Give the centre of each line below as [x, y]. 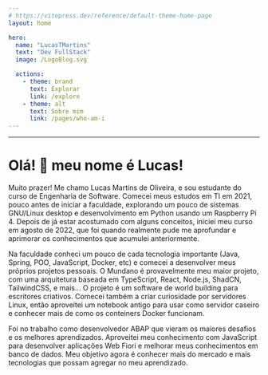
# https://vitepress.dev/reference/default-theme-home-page [110, 16]
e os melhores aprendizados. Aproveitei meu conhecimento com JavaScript [133, 337]
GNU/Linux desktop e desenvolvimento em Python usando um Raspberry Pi [132, 213]
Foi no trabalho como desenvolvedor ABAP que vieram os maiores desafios [132, 329]
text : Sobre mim [56, 111]
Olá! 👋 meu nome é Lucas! [96, 166]
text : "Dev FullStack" [53, 53]
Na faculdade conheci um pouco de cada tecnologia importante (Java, [124, 254]
